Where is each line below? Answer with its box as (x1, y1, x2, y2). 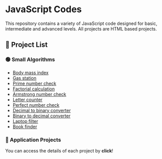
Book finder (12, 123, 37, 130)
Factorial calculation (12, 85, 55, 92)
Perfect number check (12, 102, 60, 108)
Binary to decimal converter (12, 113, 71, 119)
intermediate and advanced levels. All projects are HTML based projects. (5, 25, 157, 31)
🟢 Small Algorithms (5, 56, 55, 63)
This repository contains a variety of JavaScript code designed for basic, (5, 20, 157, 26)
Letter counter (12, 97, 43, 103)
